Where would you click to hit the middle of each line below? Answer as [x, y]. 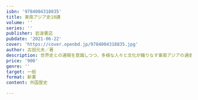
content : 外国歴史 [27, 83]
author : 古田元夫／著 [30, 50]
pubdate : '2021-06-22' [34, 39]
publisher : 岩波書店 [29, 34]
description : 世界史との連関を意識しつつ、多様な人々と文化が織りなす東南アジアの [95, 55]
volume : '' [19, 22]
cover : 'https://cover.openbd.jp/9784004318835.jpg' [72, 45]
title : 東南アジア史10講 [33, 17]
